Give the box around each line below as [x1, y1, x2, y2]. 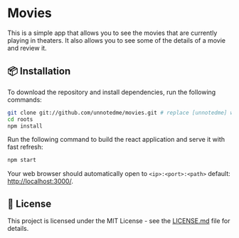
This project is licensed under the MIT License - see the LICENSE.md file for [7, 217, 230, 225]
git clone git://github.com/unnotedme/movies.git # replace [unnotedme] [7, 109, 228, 116]
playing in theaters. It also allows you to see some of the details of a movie [7, 36, 226, 44]
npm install [7, 123, 43, 130]
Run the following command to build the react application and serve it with [7, 135, 225, 144]
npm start [7, 157, 37, 164]
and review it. [7, 43, 48, 52]
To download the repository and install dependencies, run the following [7, 88, 216, 96]
